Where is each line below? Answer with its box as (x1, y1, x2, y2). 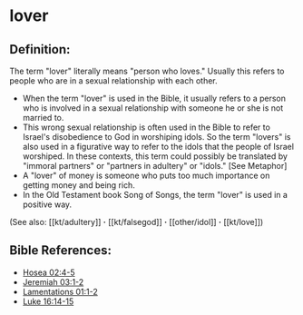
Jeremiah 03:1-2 (22, 276, 84, 287)
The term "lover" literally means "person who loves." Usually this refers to (9, 65, 285, 76)
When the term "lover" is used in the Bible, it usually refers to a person (22, 93, 287, 103)
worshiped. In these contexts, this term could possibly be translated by (22, 151, 288, 162)
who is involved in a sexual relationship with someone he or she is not (22, 103, 284, 113)
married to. (22, 113, 64, 123)
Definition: (9, 42, 71, 57)
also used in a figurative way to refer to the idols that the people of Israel (22, 142, 295, 152)
